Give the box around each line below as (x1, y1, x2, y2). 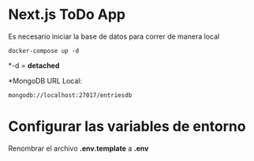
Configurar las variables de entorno (8, 118, 246, 136)
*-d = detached (8, 61, 60, 70)
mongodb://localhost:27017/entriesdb (8, 91, 133, 99)
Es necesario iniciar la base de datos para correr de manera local (8, 32, 220, 41)
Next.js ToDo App (8, 6, 126, 24)
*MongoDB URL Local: (8, 76, 83, 85)
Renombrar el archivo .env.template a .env (8, 144, 149, 153)
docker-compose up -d (8, 47, 80, 54)
